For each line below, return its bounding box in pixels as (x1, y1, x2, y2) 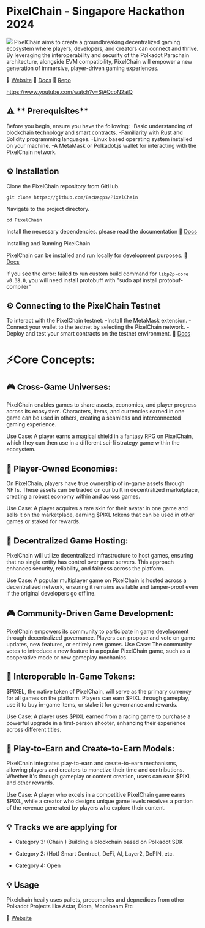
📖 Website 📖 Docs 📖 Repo (6, 76, 72, 83)
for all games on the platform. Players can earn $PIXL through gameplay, (6, 694, 190, 702)
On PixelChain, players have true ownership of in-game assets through (6, 480, 185, 487)
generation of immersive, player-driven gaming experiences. (6, 64, 159, 72)
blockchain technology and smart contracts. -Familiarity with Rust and (6, 129, 184, 136)
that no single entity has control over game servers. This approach (6, 558, 174, 566)
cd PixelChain (6, 217, 43, 223)
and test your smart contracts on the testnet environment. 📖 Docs (25, 330, 191, 337)
